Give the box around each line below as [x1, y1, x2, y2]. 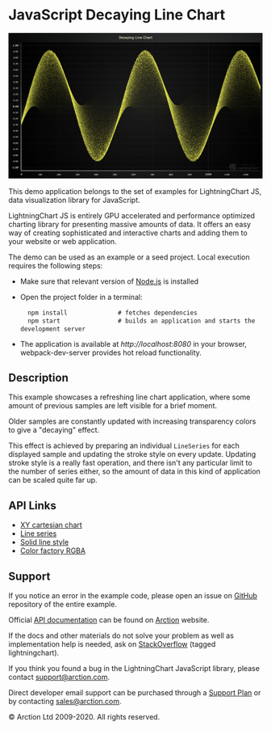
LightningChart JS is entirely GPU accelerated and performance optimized [8, 210, 256, 220]
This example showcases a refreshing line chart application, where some [8, 392, 251, 402]
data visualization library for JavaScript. [8, 195, 141, 205]
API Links [8, 499, 56, 513]
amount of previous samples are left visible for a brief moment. [8, 401, 218, 411]
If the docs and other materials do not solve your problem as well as [8, 631, 234, 640]
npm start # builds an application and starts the [27, 317, 256, 325]
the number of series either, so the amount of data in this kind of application [8, 466, 261, 476]
